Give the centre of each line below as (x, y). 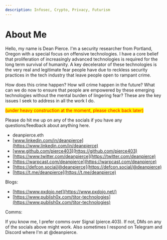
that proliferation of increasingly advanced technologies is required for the (82, 59)
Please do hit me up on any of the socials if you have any (64, 120)
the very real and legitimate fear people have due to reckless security (77, 69)
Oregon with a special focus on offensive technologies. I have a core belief (82, 53)
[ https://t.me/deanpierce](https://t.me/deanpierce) (64, 172)
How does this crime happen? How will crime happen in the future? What (80, 84)
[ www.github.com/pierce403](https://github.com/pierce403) (75, 151)
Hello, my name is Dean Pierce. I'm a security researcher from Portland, (79, 48)
